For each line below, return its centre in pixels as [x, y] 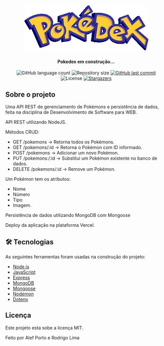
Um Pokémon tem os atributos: [38, 179]
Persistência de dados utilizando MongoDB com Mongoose [68, 215]
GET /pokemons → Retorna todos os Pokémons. [64, 142]
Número [21, 194]
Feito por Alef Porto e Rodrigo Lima [43, 337]
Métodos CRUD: [22, 132]
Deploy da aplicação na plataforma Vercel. [50, 225]
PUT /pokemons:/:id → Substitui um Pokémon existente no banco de [85, 158]
